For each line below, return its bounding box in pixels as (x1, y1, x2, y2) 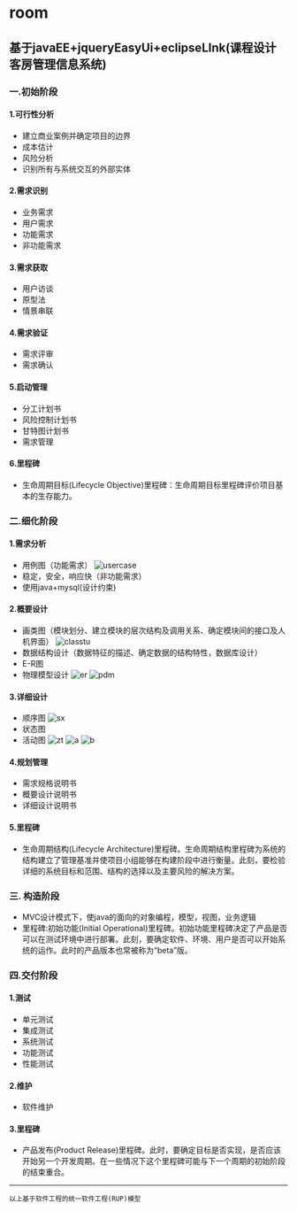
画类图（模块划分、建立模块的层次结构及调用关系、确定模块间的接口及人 (21, 625, 286, 636)
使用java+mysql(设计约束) (21, 582, 117, 592)
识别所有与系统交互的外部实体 (21, 163, 131, 174)
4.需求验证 (9, 327, 49, 338)
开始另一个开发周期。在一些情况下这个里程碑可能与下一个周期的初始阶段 (21, 1156, 286, 1167)
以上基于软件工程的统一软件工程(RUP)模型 (9, 1194, 141, 1204)
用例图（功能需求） (21, 559, 93, 570)
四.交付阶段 (9, 968, 58, 981)
